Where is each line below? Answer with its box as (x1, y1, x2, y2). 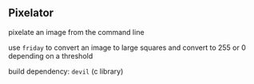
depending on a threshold (8, 51, 93, 60)
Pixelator (8, 6, 54, 20)
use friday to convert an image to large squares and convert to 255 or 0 (8, 43, 246, 52)
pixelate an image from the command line (8, 27, 145, 36)
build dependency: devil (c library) (8, 67, 124, 76)
